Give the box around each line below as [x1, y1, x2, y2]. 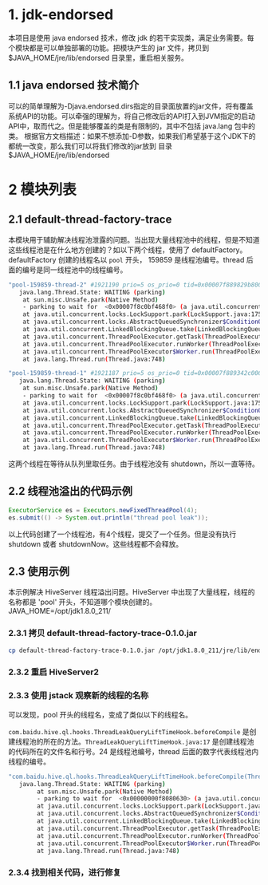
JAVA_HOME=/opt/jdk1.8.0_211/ [8, 606, 112, 616]
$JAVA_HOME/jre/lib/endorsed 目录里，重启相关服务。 [8, 53, 189, 62]
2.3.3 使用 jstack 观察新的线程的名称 [8, 690, 149, 701]
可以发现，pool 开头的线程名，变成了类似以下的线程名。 [8, 709, 193, 719]
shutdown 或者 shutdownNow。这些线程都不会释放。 [8, 539, 183, 548]
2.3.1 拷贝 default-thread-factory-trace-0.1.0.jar [8, 628, 198, 639]
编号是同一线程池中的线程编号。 [22, 265, 128, 275]
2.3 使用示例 [8, 564, 70, 578]
